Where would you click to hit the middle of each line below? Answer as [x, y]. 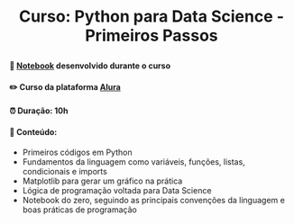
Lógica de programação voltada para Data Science [117, 190]
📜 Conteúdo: [33, 131]
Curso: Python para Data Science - [152, 17]
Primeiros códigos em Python [77, 152]
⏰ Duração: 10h [39, 111]
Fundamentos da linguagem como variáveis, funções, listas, [133, 161]
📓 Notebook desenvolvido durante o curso [90, 66]
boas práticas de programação [79, 210]
